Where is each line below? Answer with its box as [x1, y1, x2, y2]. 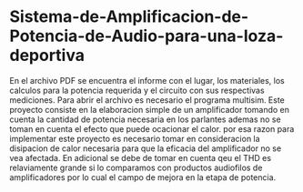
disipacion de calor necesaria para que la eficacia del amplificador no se [9, 143, 282, 154]
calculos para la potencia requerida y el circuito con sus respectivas [9, 85, 266, 96]
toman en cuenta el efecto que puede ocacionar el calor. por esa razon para [9, 123, 295, 134]
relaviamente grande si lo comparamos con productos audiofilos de [9, 162, 263, 173]
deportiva [9, 45, 85, 66]
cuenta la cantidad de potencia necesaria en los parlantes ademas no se [9, 114, 281, 125]
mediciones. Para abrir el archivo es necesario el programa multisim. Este [9, 94, 285, 106]
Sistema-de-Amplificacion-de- [9, 6, 249, 27]
